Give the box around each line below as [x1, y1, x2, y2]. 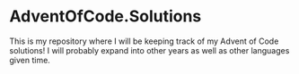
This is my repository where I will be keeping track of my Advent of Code [9, 36, 279, 46]
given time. [9, 54, 51, 65]
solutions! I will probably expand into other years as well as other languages [9, 45, 290, 55]
